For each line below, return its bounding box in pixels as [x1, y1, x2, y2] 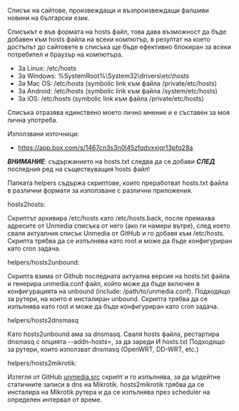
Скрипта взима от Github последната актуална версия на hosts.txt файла [7, 272, 230, 280]
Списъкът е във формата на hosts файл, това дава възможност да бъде [7, 28, 227, 36]
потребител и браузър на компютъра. [7, 50, 123, 59]
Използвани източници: [7, 130, 80, 138]
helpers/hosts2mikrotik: [7, 359, 77, 367]
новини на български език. [7, 14, 91, 22]
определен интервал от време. [7, 395, 103, 404]
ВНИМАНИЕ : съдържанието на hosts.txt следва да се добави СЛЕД [7, 157, 215, 166]
